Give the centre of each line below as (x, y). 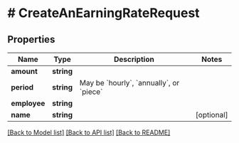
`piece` (91, 92)
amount (24, 71)
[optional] (212, 115)
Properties (31, 39)
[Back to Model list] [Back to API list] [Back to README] (89, 132)
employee (28, 103)
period (22, 87)
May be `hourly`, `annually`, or (129, 83)
